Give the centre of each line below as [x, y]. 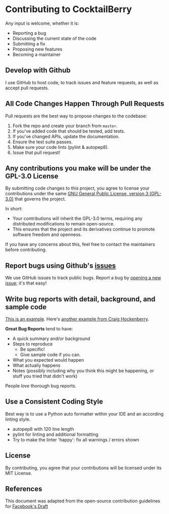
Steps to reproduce [33, 344]
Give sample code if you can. [50, 355]
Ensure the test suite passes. [43, 142]
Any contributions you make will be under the [78, 168]
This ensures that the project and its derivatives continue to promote [84, 229]
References [24, 489]
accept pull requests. [27, 88]
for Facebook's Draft [27, 506]
